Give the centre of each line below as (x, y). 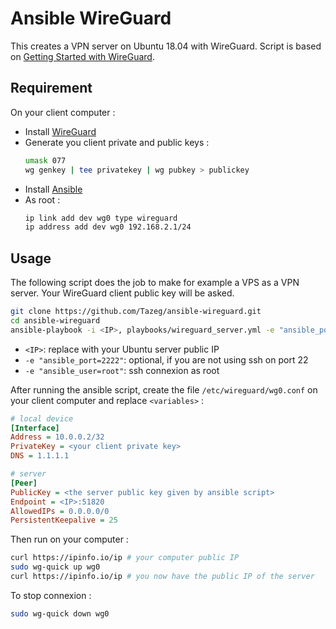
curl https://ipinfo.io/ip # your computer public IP (125, 558)
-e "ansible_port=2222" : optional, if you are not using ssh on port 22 (166, 359)
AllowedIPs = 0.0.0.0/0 (60, 511)
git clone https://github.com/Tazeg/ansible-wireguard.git (136, 312)
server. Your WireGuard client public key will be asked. (122, 293)
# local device (42, 418)
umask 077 (45, 160)
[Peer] (24, 483)
